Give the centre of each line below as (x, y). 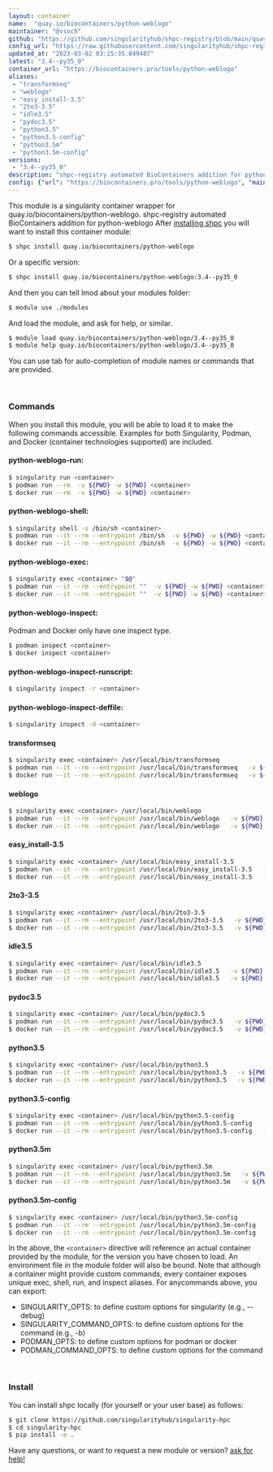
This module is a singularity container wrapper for (92, 205)
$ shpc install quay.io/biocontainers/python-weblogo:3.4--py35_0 (123, 277)
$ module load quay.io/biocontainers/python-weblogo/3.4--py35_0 (121, 338)
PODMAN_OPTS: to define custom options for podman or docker (128, 1342)
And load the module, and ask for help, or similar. (91, 323)
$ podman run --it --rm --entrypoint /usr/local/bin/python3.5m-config (132, 1225)
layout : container (39, 16)
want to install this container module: (70, 231)
